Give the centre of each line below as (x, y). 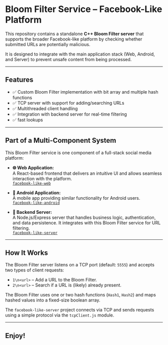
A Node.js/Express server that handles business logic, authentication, (84, 217)
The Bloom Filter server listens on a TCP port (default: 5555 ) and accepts (80, 265)
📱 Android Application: (36, 193)
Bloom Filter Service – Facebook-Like (84, 9)
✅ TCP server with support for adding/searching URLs (68, 103)
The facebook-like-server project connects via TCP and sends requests (80, 310)
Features (19, 80)
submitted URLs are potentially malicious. (48, 44)
